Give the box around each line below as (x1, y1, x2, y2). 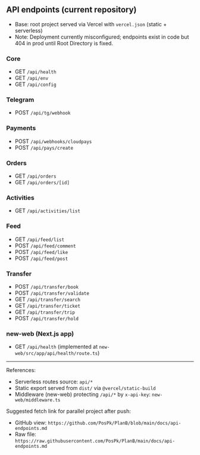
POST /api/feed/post (14, 255, 68, 262)
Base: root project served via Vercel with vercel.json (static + (14, 20, 167, 27)
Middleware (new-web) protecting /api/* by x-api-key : (14, 391, 151, 398)
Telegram (6, 95, 35, 104)
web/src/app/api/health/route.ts (14, 351, 98, 357)
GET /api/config (14, 81, 57, 88)
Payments (6, 124, 36, 132)
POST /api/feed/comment (14, 242, 76, 249)
